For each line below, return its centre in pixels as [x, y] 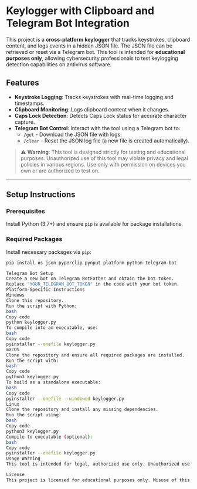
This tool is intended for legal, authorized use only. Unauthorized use [98, 464]
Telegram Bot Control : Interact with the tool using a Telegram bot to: [97, 128]
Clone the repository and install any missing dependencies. [82, 410]
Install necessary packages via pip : [49, 252]
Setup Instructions [41, 195]
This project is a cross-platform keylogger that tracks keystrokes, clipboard [98, 39]
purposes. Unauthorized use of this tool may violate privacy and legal [104, 158]
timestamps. [30, 103]
